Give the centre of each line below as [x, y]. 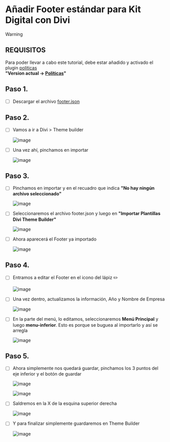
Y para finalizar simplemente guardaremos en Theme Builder [76, 423]
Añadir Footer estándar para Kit [73, 9]
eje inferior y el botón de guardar [47, 374]
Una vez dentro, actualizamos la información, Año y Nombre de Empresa [89, 299]
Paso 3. [17, 176]
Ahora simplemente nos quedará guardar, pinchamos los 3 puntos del [86, 368]
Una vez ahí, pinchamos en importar [50, 150]
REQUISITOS [26, 50]
